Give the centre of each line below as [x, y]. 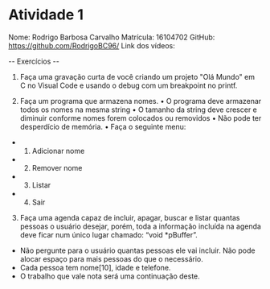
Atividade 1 [46, 15]
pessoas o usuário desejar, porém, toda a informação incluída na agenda [140, 226]
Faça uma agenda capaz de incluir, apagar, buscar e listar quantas [130, 217]
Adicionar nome [58, 151]
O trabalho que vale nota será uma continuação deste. [110, 276]
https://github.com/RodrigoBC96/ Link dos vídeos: [92, 45]
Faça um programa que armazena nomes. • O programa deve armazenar [141, 101]
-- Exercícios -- [34, 61]
